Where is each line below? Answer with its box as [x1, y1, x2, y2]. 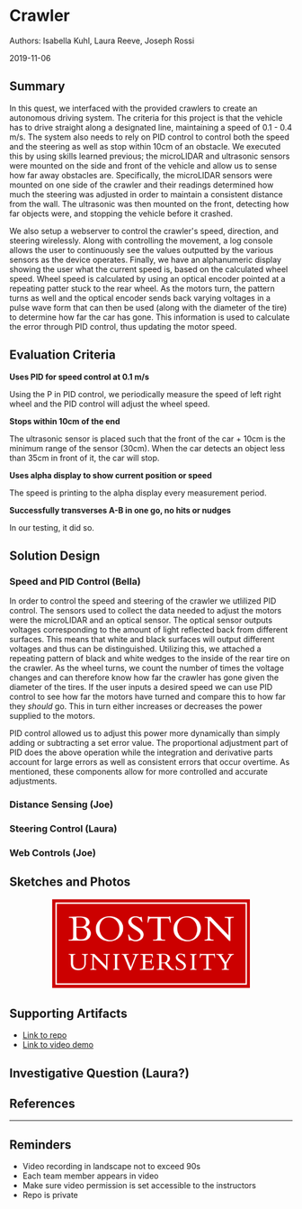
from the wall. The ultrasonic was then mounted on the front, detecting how [9, 198, 289, 209]
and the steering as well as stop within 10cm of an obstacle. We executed [9, 141, 281, 151]
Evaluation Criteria [9, 348, 116, 363]
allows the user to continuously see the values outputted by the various [9, 244, 274, 255]
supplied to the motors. [9, 711, 96, 722]
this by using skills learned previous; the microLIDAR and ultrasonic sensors [9, 150, 290, 161]
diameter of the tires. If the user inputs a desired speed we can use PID [9, 682, 273, 693]
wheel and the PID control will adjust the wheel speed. [9, 398, 210, 409]
